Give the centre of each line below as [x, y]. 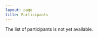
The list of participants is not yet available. [49, 29]
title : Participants [27, 15]
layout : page [19, 10]
